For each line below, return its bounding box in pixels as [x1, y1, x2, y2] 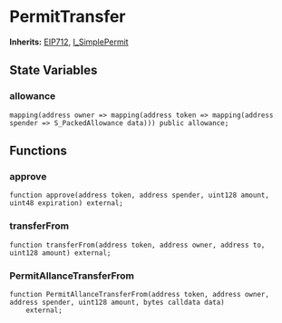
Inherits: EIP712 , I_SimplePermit [9, 36, 129, 47]
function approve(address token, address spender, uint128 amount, [9, 191, 270, 201]
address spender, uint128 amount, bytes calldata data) [9, 298, 225, 307]
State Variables [9, 63, 98, 78]
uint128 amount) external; [9, 248, 112, 258]
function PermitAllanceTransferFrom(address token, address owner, [9, 289, 270, 299]
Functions [9, 143, 68, 159]
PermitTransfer [9, 6, 126, 27]
